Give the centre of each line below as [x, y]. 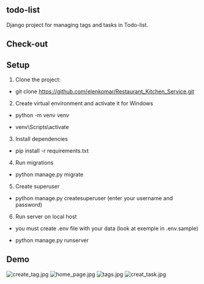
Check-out [27, 44]
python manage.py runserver [52, 241]
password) [29, 205]
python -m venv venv [42, 115]
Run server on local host [46, 217]
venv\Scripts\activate [42, 127]
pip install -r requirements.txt [52, 151]
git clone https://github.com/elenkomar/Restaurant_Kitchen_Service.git [105, 92]
